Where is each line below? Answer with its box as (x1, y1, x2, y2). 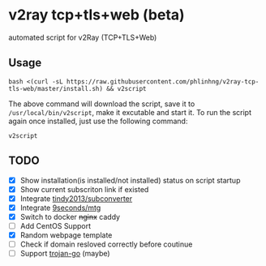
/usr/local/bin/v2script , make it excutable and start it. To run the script (8, 107, 251, 117)
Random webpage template (19, 230, 113, 240)
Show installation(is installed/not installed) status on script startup (19, 175, 241, 185)
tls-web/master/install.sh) (8, 84, 104, 92)
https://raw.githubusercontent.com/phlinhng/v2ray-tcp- (66, 77, 260, 86)
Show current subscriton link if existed (19, 184, 149, 194)
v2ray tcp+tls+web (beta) (8, 6, 185, 24)
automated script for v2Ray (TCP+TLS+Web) (8, 32, 157, 42)
